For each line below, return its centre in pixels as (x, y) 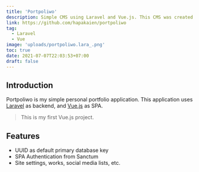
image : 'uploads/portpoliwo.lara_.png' (56, 45)
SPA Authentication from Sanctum (57, 157)
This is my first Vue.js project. (57, 117)
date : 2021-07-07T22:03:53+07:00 (48, 56)
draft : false (22, 61)
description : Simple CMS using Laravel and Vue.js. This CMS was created (100, 17)
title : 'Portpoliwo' (32, 12)
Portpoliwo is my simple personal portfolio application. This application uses (99, 100)
